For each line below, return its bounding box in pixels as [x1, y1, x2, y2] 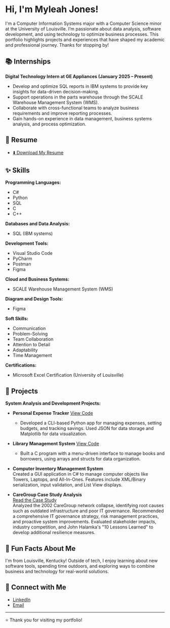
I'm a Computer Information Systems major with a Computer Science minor [5, 20, 162, 26]
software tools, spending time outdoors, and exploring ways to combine [5, 563, 155, 569]
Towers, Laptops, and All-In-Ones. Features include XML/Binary [12, 476, 146, 483]
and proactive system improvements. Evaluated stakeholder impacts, [12, 519, 157, 525]
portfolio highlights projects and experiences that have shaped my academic [5, 37, 165, 43]
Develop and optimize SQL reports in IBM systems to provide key [12, 83, 148, 89]
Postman [12, 261, 31, 267]
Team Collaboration [12, 336, 54, 342]
